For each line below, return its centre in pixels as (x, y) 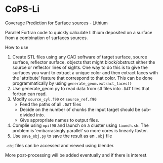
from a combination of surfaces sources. (46, 38)
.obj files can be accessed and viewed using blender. (60, 145)
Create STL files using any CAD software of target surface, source (80, 57)
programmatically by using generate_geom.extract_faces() (72, 83)
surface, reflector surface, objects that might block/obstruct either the (84, 62)
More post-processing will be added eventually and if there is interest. (77, 155)
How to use (17, 47)
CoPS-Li (22, 9)
